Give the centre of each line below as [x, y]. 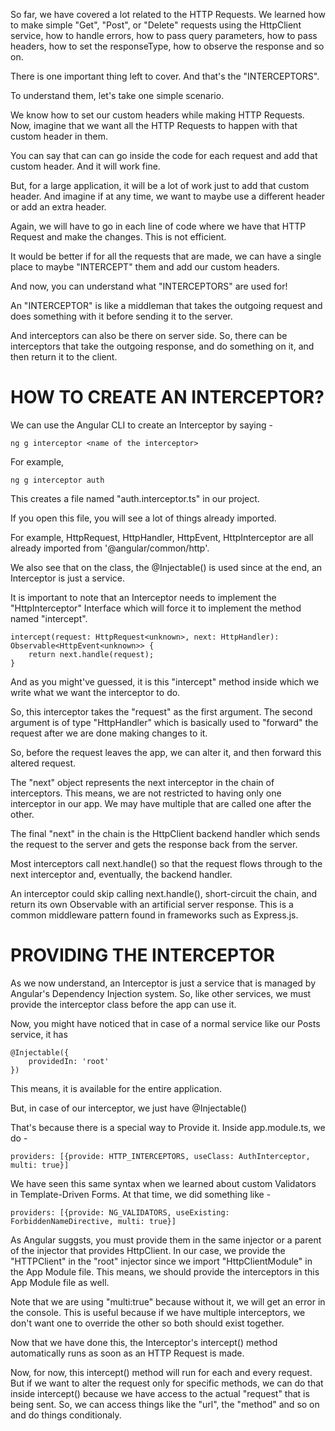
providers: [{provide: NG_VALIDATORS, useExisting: [120, 1212]
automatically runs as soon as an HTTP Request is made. [127, 1353]
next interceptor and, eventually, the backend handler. [121, 874]
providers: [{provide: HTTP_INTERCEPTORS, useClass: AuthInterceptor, [160, 1156]
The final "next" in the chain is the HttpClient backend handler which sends [165, 833]
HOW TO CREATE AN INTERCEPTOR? [167, 397]
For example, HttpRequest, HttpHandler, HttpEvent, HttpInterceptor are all [162, 537]
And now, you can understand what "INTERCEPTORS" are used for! [149, 286]
